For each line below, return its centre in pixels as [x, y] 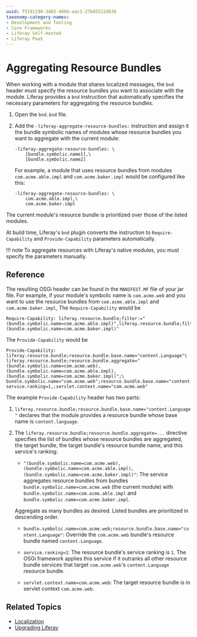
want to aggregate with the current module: [67, 138]
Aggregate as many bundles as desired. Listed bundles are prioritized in [101, 511]
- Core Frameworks [28, 28]
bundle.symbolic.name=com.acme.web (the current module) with [98, 486]
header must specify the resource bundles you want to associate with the [95, 90]
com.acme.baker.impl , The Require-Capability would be [73, 308]
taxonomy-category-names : [38, 17]
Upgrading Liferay [36, 628]
